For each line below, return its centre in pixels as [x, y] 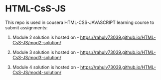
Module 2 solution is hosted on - [46, 37]
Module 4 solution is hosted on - [46, 67]
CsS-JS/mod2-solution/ [37, 42]
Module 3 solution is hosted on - [46, 52]
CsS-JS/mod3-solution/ [37, 57]
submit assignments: [26, 27]
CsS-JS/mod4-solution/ [37, 72]
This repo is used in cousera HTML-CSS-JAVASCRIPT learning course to [80, 22]
